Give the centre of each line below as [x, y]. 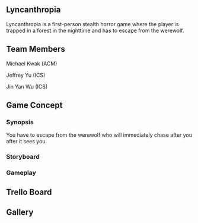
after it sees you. [27, 142]
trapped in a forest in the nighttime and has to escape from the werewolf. [95, 30]
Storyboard [23, 157]
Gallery [20, 212]
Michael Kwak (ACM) [32, 63]
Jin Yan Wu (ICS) [27, 86]
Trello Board [29, 192]
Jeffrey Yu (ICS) [26, 75]
